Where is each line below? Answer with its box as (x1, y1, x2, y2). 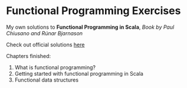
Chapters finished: (6, 52, 51, 59)
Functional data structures (14, 76, 78, 83)
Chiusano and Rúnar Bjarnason (6, 29, 83, 36)
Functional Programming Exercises (6, 4, 181, 18)
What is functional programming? (14, 63, 96, 71)
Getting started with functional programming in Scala (14, 70, 143, 77)
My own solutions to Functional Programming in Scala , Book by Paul (6, 23, 175, 31)
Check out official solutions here (6, 41, 85, 48)
